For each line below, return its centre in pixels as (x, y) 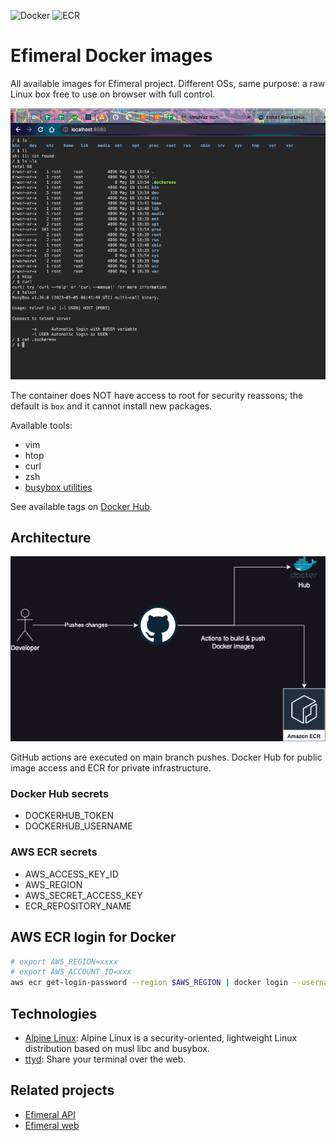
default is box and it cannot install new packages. (111, 406)
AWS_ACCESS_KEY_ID (71, 874)
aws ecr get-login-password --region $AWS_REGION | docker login (149, 983)
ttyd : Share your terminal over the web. (105, 1059)
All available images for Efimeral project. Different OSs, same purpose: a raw (168, 83)
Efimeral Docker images (111, 56)
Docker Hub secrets (60, 794)
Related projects (62, 1090)
